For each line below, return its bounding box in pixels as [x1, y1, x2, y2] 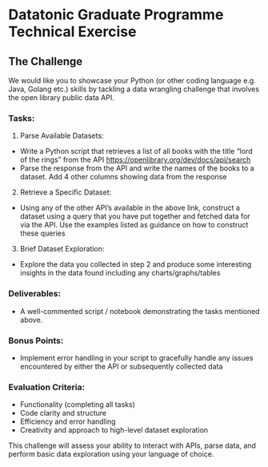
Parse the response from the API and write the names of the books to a [19, 163, 254, 173]
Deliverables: [8, 288, 62, 300]
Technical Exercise [8, 22, 137, 41]
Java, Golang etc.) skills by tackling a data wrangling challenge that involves [8, 84, 260, 94]
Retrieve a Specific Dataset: [19, 187, 112, 197]
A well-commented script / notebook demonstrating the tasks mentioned [19, 306, 260, 316]
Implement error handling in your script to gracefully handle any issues [19, 352, 254, 362]
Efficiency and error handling [19, 417, 116, 426]
